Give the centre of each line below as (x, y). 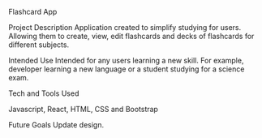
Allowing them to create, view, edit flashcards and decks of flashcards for (131, 36)
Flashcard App (33, 12)
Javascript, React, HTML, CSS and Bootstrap (83, 109)
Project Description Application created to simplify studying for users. (125, 27)
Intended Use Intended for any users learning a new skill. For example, (126, 60)
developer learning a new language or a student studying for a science (127, 69)
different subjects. (39, 45)
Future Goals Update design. (56, 125)
